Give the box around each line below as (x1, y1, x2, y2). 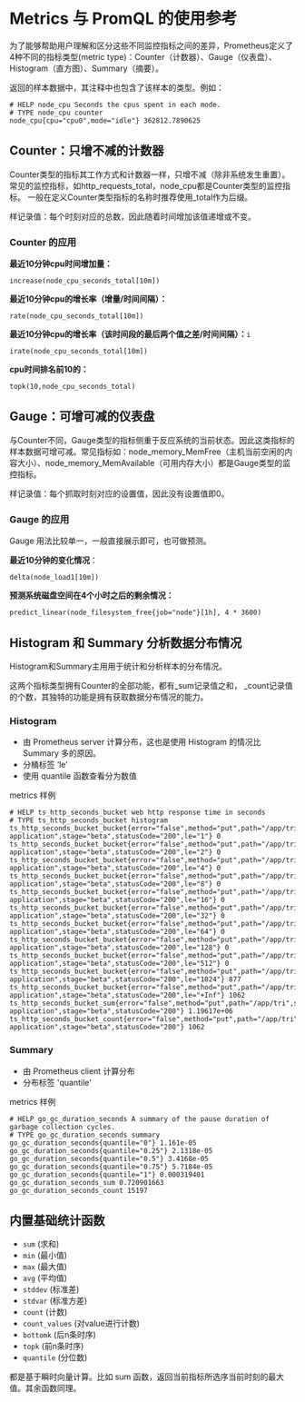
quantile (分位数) (22, 1352, 88, 1363)
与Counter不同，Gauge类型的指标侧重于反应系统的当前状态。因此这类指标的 (9, 434, 295, 445)
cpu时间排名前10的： (9, 364, 89, 375)
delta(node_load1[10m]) (9, 573, 100, 582)
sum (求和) (22, 1238, 60, 1249)
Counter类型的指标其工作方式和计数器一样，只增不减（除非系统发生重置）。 (9, 169, 290, 180)
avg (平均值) (22, 1273, 68, 1284)
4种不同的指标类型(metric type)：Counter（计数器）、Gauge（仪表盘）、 (9, 51, 277, 62)
